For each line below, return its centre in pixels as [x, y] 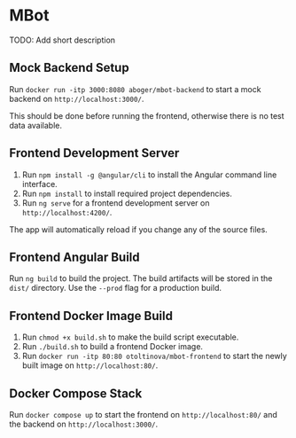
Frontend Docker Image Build [91, 316]
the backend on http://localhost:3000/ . [83, 424]
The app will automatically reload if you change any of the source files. [138, 229]
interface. [39, 184]
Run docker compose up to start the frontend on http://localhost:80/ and [143, 415]
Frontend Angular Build [74, 257]
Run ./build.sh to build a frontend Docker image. [113, 347]
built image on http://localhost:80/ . [90, 365]
